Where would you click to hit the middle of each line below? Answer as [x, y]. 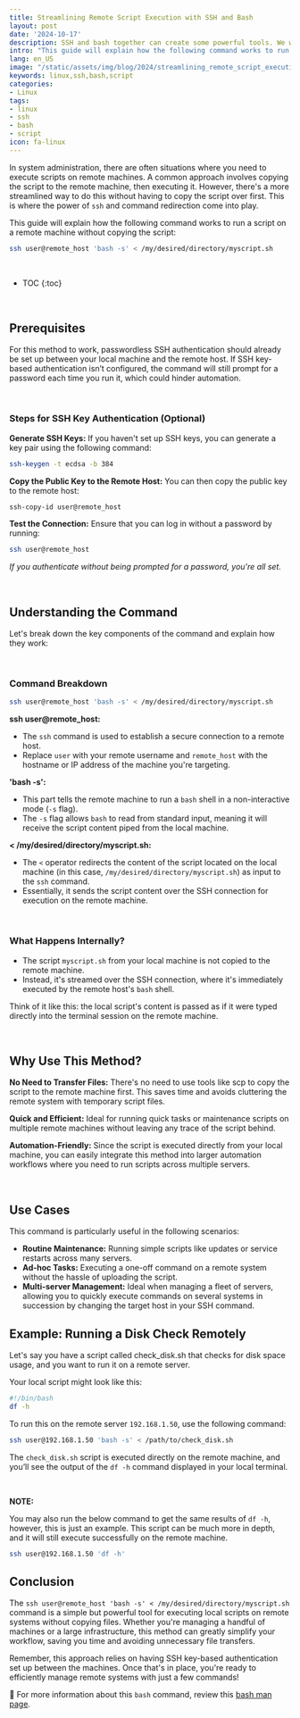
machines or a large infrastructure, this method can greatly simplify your [142, 1631]
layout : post [33, 26]
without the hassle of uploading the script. [100, 1277]
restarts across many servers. [77, 1258]
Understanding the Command [94, 612]
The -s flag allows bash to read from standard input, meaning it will [145, 819]
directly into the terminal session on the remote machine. [114, 1015]
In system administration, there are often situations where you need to [138, 167]
